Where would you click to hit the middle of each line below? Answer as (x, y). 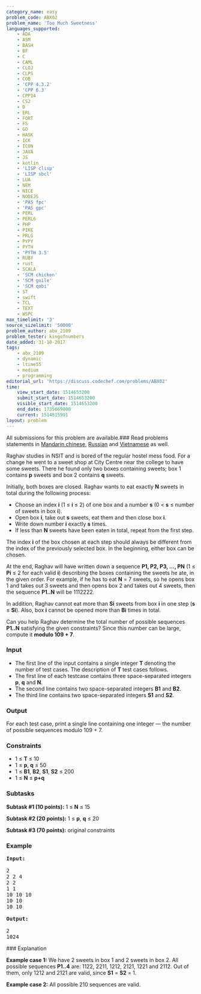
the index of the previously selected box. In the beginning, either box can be (100, 548)
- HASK (25, 135)
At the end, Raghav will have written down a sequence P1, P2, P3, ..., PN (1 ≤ (101, 566)
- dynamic (29, 359)
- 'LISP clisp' (36, 169)
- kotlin (28, 163)
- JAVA (25, 152)
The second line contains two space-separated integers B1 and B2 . (98, 688)
